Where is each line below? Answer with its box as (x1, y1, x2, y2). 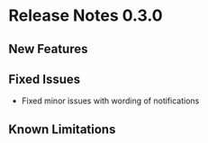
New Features (8, 41, 88, 57)
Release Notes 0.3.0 (8, 5, 163, 26)
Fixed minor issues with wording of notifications (21, 95, 200, 106)
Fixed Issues (8, 71, 81, 86)
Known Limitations (8, 121, 116, 137)
